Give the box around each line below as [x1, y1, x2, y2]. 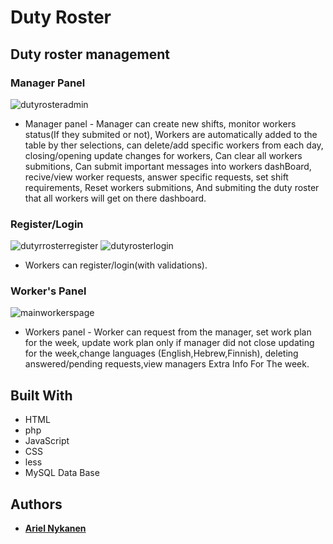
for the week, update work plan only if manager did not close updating [24, 337, 315, 349]
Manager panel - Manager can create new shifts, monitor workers [24, 117, 297, 130]
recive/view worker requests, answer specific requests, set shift [24, 171, 289, 183]
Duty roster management [10, 46, 171, 63]
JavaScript [24, 435, 70, 447]
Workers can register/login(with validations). [24, 259, 208, 271]
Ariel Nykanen [24, 522, 87, 535]
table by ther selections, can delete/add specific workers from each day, [24, 139, 324, 151]
